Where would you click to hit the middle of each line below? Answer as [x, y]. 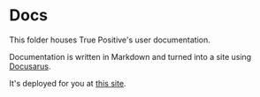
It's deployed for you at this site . [68, 83]
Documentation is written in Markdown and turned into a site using [130, 56]
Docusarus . [30, 66]
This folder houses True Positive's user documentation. [110, 40]
